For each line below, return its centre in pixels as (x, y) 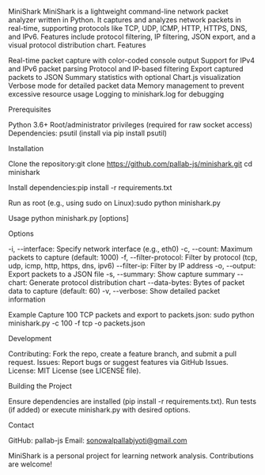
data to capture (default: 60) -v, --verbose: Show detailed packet (114, 291)
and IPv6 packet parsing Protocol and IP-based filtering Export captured (126, 69)
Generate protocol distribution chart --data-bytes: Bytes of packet (137, 283)
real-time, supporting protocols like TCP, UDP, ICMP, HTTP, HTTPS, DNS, (128, 28)
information (27, 299)
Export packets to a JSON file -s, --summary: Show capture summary (122, 274)
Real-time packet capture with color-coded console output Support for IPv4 (132, 60)
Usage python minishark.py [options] (68, 218)
